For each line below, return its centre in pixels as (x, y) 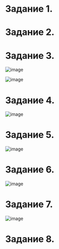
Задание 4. (30, 100)
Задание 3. (30, 55)
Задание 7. (29, 204)
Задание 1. (29, 9)
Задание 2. (30, 32)
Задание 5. (30, 135)
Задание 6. (30, 170)
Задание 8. (30, 239)
